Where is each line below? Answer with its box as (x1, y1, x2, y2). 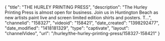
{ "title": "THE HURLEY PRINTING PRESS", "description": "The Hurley (5, 4, 147, 10)
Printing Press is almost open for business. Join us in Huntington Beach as (5, 9, 158, 15)
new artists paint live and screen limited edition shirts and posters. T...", (5, 15, 152, 20)
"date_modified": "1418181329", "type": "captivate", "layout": (5, 25, 129, 31)
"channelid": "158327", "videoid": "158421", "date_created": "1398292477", (5, 20, 159, 26)
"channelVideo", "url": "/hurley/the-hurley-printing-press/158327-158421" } (5, 31, 160, 36)
